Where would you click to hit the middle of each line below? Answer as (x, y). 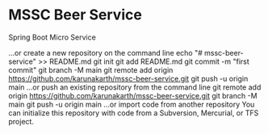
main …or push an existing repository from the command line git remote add (135, 87)
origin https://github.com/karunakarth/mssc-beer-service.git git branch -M (133, 95)
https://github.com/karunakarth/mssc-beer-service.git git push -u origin (128, 78)
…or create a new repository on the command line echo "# (106, 52)
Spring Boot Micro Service (52, 37)
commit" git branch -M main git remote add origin (91, 69)
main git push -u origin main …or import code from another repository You (132, 104)
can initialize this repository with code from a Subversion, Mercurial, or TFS (134, 113)
